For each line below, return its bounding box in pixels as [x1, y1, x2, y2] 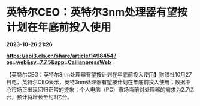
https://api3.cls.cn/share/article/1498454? [6, 52, 117, 59]
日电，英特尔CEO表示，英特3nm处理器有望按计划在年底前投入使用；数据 [6, 78, 186, 86]
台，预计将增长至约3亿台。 [6, 93, 73, 101]
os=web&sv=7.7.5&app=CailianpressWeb [6, 58, 111, 66]
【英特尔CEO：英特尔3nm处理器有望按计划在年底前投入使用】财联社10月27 [6, 71, 192, 78]
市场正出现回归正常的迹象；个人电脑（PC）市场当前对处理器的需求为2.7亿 [11, 86, 195, 93]
